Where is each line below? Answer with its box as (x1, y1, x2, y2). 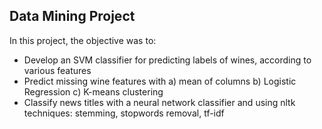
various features (23, 64, 92, 76)
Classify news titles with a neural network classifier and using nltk (23, 96, 296, 108)
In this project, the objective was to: (9, 34, 157, 46)
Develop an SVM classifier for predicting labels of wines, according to (23, 54, 312, 66)
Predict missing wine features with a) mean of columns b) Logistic (23, 75, 297, 87)
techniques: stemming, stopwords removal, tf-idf (23, 107, 225, 119)
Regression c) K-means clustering (23, 85, 164, 98)
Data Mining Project (9, 8, 136, 25)
